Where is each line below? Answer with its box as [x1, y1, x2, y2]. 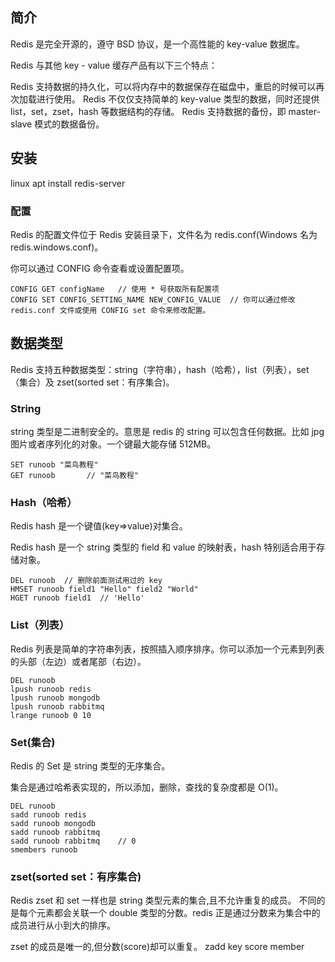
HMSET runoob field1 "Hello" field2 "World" [10, 584, 199, 595]
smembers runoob [10, 844, 78, 855]
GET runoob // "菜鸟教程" [10, 471, 140, 481]
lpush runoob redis [10, 684, 92, 694]
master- [288, 105, 321, 117]
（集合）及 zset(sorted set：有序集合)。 [10, 376, 175, 388]
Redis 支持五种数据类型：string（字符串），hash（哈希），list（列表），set [10, 363, 310, 375]
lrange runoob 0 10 [10, 710, 92, 720]
